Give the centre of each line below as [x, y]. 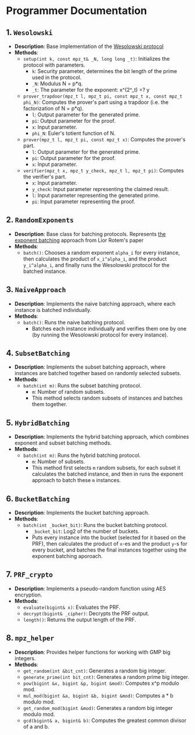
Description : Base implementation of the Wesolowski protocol [89, 46]
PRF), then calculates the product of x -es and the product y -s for [110, 544]
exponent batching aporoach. [67, 556]
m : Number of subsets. [58, 462]
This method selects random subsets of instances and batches [107, 398]
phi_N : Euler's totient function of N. [74, 133]
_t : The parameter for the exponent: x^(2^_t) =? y [91, 90]
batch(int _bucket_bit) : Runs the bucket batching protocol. [95, 525]
